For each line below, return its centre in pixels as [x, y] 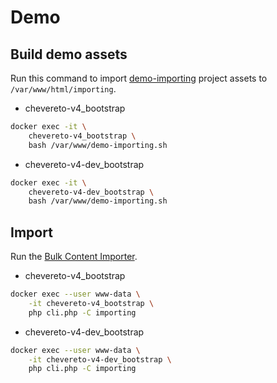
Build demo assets [69, 54]
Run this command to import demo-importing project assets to [139, 78]
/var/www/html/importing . [63, 89]
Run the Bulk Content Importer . [74, 257]
